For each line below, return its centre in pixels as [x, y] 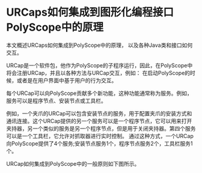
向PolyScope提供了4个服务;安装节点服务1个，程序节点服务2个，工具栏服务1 [99, 143]
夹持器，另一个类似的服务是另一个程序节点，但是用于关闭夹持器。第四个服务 [101, 128]
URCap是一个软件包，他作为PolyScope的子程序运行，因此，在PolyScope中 [99, 65]
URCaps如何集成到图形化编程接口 [90, 12]
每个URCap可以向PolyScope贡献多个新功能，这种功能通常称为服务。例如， [99, 93]
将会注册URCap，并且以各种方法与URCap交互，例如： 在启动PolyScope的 [98, 73]
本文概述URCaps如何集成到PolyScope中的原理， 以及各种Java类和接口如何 [99, 45]
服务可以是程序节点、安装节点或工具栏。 [56, 100]
